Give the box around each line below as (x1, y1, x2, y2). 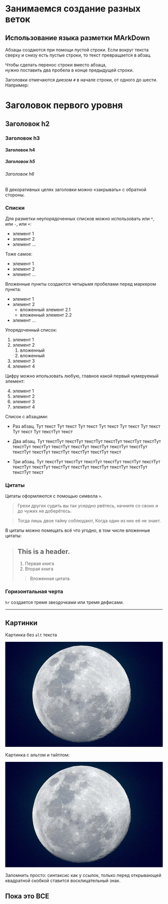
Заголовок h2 (5, 120, 50, 128)
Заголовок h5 (5, 158, 35, 164)
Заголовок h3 (5, 135, 40, 142)
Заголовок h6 (5, 171, 34, 177)
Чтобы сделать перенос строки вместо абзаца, (5, 62, 107, 68)
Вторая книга (24, 566, 53, 572)
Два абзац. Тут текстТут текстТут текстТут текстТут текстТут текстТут (12, 438, 161, 444)
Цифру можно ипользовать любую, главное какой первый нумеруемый (5, 373, 159, 379)
